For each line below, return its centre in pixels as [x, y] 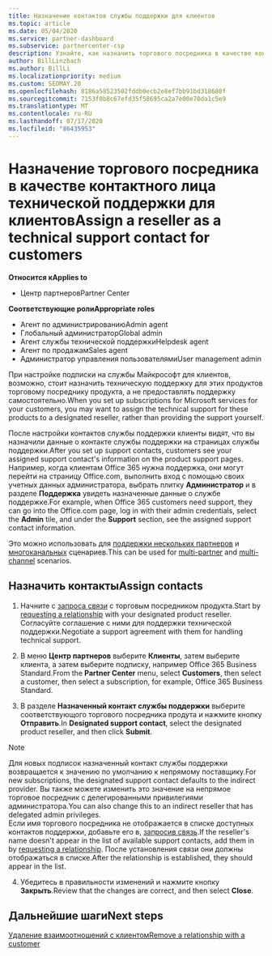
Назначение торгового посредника [134, 169]
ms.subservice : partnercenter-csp [67, 46]
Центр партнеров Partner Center [75, 293]
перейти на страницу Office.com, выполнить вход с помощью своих [127, 476]
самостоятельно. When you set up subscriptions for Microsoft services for [133, 400]
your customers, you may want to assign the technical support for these [128, 409]
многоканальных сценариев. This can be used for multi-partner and [123, 552]
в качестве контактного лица [112, 186]
